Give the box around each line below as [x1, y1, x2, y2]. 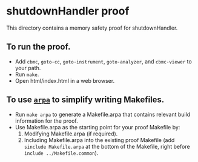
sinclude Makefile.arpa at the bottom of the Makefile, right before [24, 143, 190, 150]
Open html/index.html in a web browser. [15, 77, 115, 84]
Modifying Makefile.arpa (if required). [24, 130, 118, 137]
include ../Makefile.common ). [24, 149, 99, 157]
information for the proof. [15, 117, 78, 125]
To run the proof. [6, 42, 71, 52]
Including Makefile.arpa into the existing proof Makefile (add [24, 136, 175, 143]
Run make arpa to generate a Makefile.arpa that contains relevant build [15, 111, 191, 118]
